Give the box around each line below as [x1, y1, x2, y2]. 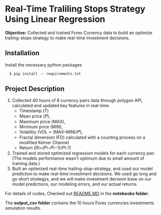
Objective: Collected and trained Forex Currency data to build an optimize [5, 30, 153, 35]
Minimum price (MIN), [19, 124, 63, 130]
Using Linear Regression [5, 14, 105, 25]
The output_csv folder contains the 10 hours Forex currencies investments [5, 200, 154, 206]
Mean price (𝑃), [19, 113, 51, 119]
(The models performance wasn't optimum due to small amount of [12, 155, 145, 161]
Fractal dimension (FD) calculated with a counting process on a [19, 134, 146, 140]
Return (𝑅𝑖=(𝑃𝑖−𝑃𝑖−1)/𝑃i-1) [19, 145, 72, 151]
